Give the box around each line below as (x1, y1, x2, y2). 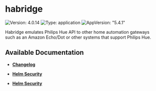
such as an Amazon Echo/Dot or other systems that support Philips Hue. (5, 34, 151, 40)
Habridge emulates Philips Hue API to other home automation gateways (5, 29, 150, 35)
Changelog (12, 61, 36, 67)
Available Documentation (5, 48, 84, 57)
